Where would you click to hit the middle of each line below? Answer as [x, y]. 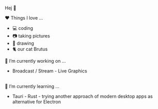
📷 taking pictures [31, 36]
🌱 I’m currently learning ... [32, 86]
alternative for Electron [37, 102]
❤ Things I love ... [24, 18]
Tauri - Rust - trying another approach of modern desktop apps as [82, 96]
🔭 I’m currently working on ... [36, 61]
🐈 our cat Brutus [30, 49]
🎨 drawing [23, 43]
